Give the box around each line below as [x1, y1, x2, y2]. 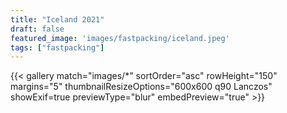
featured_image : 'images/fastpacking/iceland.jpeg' [10, 33, 230, 43]
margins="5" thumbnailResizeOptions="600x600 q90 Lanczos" [10, 81, 273, 93]
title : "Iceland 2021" [10, 14, 105, 25]
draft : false [10, 24, 65, 34]
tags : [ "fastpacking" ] [10, 42, 105, 53]
